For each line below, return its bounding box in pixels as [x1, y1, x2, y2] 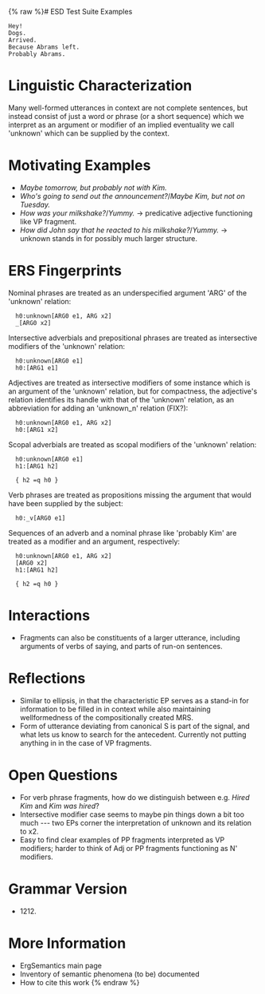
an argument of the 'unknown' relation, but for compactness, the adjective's [8, 386, 258, 396]
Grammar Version [8, 880, 127, 897]
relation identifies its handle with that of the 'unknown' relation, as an [8, 394, 235, 404]
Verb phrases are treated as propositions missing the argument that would [8, 490, 252, 500]
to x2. [19, 826, 39, 836]
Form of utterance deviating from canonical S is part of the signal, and [19, 721, 251, 731]
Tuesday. [19, 200, 50, 209]
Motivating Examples [8, 156, 151, 175]
